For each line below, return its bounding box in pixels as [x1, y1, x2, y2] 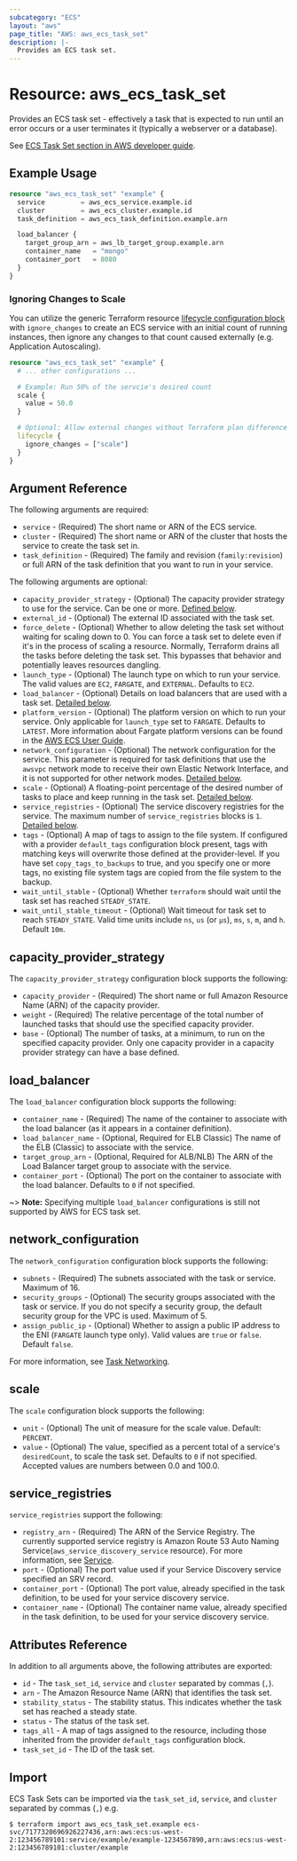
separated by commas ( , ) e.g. [9, 1803, 119, 1814]
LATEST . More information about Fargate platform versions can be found [21, 725, 284, 737]
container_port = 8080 [25, 255, 117, 264]
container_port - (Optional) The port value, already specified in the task [21, 1583, 285, 1594]
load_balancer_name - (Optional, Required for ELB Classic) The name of [21, 1132, 281, 1143]
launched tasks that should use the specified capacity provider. [21, 1018, 254, 1030]
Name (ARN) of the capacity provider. [21, 1000, 160, 1010]
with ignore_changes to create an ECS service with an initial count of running [9, 321, 288, 333]
